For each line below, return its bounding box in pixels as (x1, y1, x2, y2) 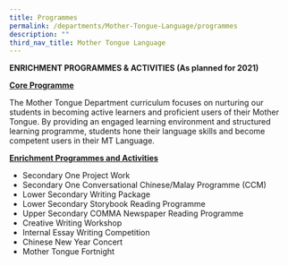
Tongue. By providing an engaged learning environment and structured (9, 116, 271, 127)
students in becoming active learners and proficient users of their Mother (9, 107, 280, 117)
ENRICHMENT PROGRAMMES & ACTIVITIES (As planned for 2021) (9, 63, 259, 73)
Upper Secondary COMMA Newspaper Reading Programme (21, 208, 244, 219)
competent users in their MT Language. (9, 135, 155, 146)
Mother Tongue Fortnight (21, 246, 114, 257)
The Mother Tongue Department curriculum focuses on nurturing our (9, 98, 264, 108)
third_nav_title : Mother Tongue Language (9, 38, 166, 47)
